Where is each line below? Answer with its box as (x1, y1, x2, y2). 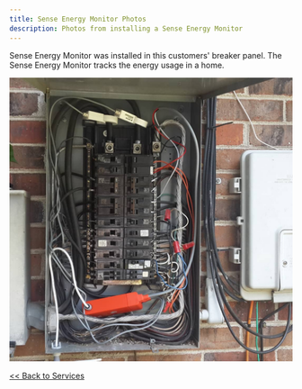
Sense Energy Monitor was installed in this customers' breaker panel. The (9, 50, 282, 60)
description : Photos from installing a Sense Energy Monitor (9, 23, 244, 33)
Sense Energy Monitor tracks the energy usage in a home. (9, 59, 225, 70)
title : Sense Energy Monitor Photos (9, 14, 147, 23)
